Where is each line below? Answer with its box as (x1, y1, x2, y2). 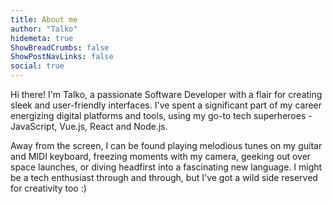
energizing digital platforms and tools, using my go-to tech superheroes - (10, 110, 313, 121)
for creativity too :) (10, 182, 87, 194)
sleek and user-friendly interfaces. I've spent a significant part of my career (10, 99, 323, 111)
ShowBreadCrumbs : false (10, 42, 110, 53)
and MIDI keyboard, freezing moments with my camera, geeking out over (10, 151, 312, 162)
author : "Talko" (10, 24, 78, 34)
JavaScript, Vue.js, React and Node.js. (10, 121, 168, 132)
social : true (10, 61, 65, 71)
